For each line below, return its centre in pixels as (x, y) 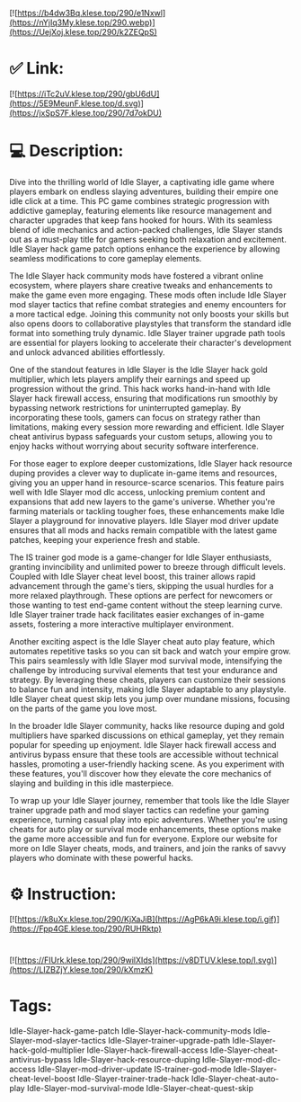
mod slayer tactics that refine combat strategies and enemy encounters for (148, 304)
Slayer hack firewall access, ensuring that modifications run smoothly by (144, 398)
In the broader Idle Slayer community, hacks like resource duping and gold (147, 725)
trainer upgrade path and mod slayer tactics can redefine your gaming (139, 810)
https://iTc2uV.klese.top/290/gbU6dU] (89, 93)
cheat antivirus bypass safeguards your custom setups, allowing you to (141, 436)
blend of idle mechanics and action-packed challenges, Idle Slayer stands (146, 229)
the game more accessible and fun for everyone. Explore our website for (144, 839)
